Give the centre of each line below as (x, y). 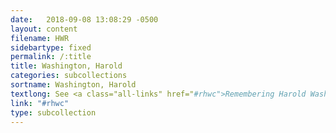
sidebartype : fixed (51, 47)
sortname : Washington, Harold (73, 85)
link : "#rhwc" (40, 103)
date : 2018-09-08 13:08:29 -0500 (84, 19)
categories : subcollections (69, 76)
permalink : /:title (51, 57)
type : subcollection (53, 112)
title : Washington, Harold (66, 66)
